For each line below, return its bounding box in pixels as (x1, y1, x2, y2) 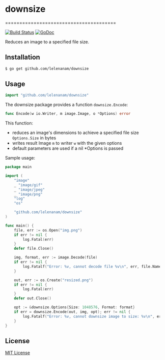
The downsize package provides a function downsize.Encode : (5, 102, 128, 108)
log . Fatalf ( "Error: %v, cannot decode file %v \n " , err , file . (23, 264, 153, 269)
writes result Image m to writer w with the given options (12, 140, 122, 146)
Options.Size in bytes (12, 135, 56, 141)
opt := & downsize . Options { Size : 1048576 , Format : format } (14, 305, 135, 310)
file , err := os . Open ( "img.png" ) (14, 228, 82, 232)
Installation (5, 53, 40, 62)
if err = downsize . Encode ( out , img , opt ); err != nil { (14, 309, 131, 314)
